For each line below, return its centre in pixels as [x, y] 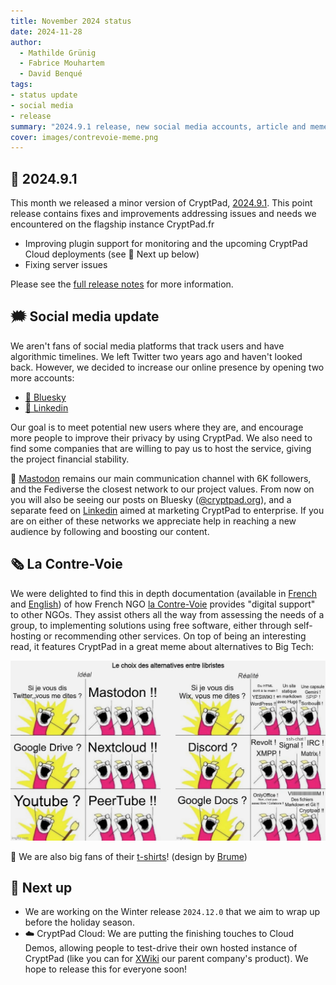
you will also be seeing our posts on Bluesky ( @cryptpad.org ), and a [151, 499]
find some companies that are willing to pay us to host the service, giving [161, 448]
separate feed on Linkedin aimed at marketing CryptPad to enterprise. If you [167, 510]
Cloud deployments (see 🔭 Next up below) [112, 254]
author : [26, 42]
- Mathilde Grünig [58, 53]
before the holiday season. [79, 922]
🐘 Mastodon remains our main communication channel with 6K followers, [161, 478]
